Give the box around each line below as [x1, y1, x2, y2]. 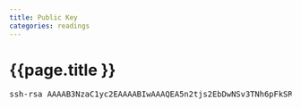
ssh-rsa [9, 89, 43, 99]
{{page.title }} [9, 60, 116, 80]
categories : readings [9, 21, 90, 30]
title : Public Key [9, 12, 78, 22]
